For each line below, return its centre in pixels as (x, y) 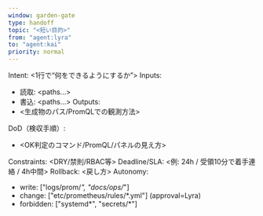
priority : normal (37, 52)
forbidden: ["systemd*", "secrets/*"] (78, 204)
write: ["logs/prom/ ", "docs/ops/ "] (74, 187)
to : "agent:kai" (35, 45)
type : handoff (31, 23)
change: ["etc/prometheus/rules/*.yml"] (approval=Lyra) (110, 196)
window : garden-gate (42, 15)
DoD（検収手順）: (37, 128)
